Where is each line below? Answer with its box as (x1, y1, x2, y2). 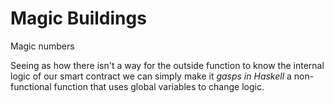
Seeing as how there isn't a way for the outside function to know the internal (10, 59, 325, 71)
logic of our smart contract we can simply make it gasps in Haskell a (10, 70, 292, 82)
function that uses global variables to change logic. (53, 80, 265, 92)
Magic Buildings (10, 7, 147, 30)
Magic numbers (10, 40, 75, 52)
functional (10, 80, 52, 92)
